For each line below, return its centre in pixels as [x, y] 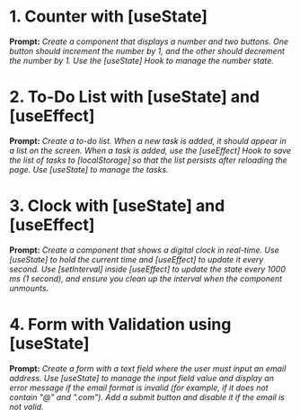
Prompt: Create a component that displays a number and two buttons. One [149, 41]
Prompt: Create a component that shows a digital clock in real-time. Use [145, 250]
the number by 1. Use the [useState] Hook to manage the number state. [141, 60]
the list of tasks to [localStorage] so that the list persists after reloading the [148, 160]
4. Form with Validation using [120, 325]
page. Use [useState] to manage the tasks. [89, 169]
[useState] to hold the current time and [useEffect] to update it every [137, 259]
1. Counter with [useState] [109, 17]
